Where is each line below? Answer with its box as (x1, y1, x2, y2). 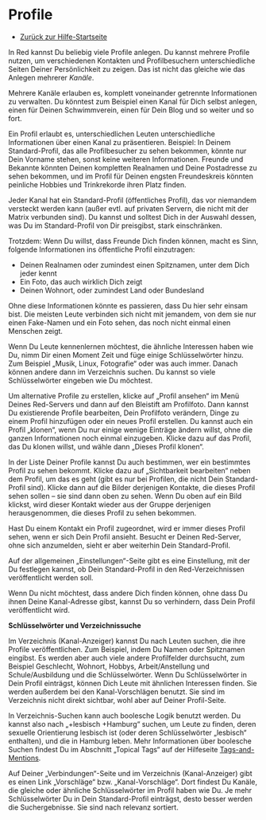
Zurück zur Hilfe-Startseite (19, 32, 107, 41)
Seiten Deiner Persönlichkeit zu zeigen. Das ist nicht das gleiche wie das (8, 64, 245, 73)
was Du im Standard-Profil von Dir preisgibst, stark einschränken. (8, 221, 222, 230)
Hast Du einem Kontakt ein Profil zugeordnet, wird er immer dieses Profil (8, 524, 246, 533)
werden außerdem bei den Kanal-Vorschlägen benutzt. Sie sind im (8, 687, 226, 696)
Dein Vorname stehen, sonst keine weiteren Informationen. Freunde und (8, 154, 244, 164)
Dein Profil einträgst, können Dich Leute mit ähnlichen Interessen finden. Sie (8, 678, 257, 688)
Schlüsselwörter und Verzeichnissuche (8, 620, 141, 630)
